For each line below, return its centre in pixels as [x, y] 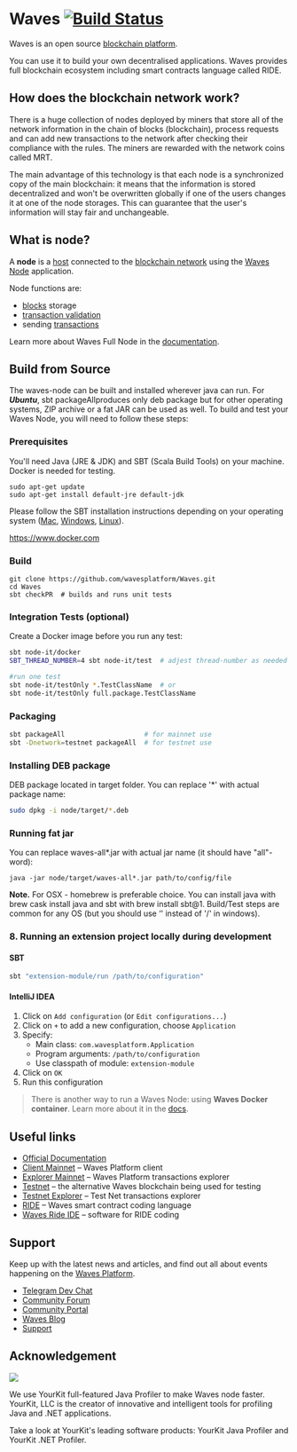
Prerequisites [39, 442]
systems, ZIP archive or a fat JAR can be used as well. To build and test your [149, 409]
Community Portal [55, 1309]
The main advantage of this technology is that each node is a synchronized [146, 174]
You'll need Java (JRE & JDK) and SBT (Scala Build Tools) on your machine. [147, 461]
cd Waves [25, 587]
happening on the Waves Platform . [72, 1273]
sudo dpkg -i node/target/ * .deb [69, 810]
